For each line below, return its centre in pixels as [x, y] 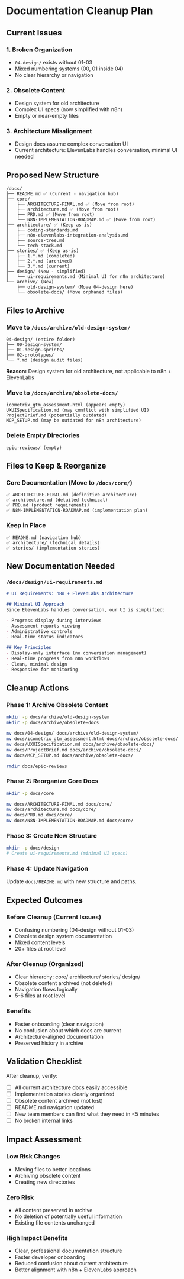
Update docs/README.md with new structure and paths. [72, 881]
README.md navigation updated [54, 1107]
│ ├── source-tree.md [35, 241]
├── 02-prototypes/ [30, 355]
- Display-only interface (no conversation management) [76, 653]
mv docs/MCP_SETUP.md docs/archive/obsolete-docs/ [70, 755]
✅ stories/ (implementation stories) [53, 548]
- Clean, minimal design [37, 664]
